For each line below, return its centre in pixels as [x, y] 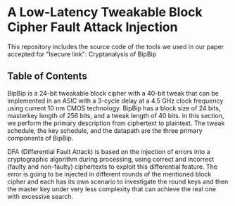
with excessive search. [40, 196]
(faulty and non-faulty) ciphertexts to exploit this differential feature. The [113, 167]
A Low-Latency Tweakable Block [105, 12]
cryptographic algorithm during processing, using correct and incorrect [111, 159]
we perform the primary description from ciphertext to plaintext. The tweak [116, 123]
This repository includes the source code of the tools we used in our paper [115, 46]
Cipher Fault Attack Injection [93, 27]
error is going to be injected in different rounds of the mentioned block [109, 174]
